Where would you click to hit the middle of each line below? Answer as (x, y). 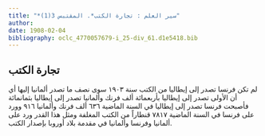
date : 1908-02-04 (37, 30)
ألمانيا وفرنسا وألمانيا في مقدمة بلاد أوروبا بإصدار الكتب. (90, 123)
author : (21, 23)
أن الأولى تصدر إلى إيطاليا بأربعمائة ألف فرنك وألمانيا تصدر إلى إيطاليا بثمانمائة (123, 98)
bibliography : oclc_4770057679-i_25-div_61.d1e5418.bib (103, 38)
